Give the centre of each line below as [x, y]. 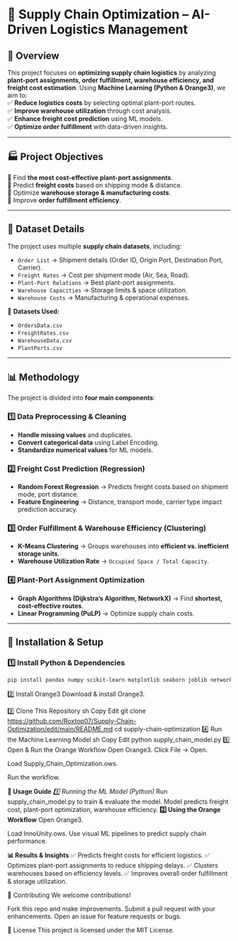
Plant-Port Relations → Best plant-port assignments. [96, 282]
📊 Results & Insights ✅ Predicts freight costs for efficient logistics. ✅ [109, 855]
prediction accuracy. [47, 509]
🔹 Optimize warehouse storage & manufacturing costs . [89, 192]
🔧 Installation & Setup [56, 642]
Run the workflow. [34, 777]
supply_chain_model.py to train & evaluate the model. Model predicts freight [118, 802]
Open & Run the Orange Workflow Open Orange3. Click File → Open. [108, 750]
